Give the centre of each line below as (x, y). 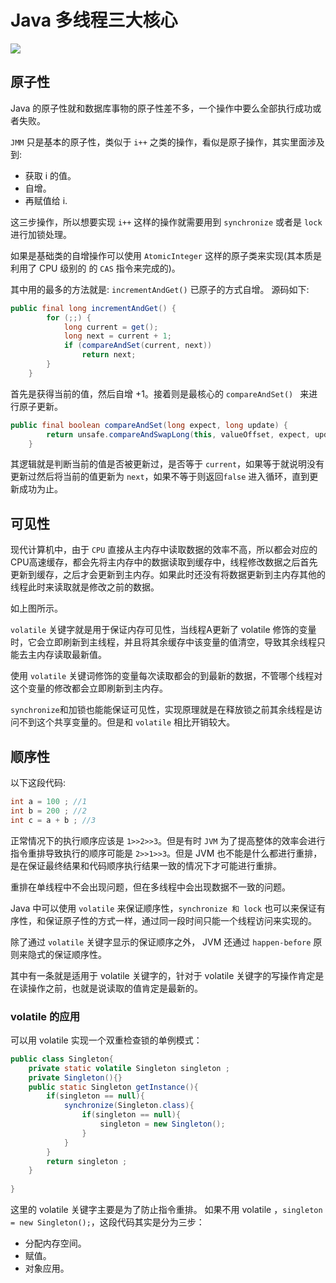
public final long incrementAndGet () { (93, 308)
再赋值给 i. (46, 200)
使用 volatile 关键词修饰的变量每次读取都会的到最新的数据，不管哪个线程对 (166, 676)
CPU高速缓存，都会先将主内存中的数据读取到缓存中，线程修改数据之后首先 (164, 562)
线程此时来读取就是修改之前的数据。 (85, 587)
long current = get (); (111, 327)
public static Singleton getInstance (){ (113, 1087)
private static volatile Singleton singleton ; (129, 1068)
